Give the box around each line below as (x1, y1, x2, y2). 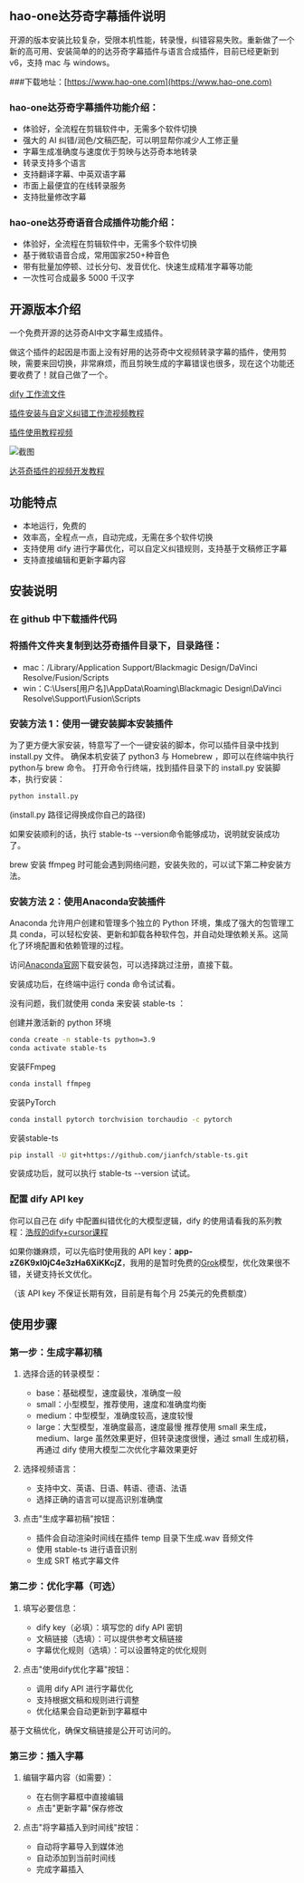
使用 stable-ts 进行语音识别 (35, 1544, 138, 1555)
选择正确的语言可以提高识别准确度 (35, 1494, 164, 1505)
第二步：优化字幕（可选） (9, 1580, 121, 1593)
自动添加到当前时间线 (35, 1852, 116, 1864)
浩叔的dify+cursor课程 (25, 1226, 109, 1237)
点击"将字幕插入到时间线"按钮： (22, 1822, 142, 1833)
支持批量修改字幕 (22, 191, 87, 202)
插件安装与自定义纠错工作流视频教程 (9, 408, 145, 419)
